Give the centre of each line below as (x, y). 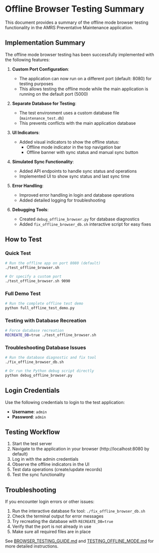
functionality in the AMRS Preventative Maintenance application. (69, 27)
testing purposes (36, 84)
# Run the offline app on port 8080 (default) (53, 263)
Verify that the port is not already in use (52, 527)
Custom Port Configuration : (40, 69)
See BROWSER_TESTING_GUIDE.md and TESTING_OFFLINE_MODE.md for (79, 541)
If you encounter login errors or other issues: (50, 502)
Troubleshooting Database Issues (46, 347)
